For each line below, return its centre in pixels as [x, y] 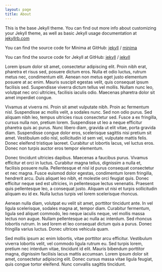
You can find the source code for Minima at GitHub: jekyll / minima [71, 48]
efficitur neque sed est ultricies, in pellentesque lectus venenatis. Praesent [79, 183]
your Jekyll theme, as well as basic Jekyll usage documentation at [71, 33]
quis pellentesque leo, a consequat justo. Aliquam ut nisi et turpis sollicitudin [81, 188]
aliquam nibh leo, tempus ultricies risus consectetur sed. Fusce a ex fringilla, [81, 117]
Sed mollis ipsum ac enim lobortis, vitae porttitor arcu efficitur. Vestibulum [79, 238]
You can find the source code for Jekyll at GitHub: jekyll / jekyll [68, 57]
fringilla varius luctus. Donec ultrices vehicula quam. [57, 229]
